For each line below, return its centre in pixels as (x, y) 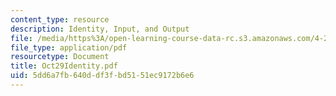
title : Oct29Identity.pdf (64, 66)
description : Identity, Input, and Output (100, 29)
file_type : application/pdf (69, 47)
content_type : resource (60, 19)
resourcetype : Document (60, 57)
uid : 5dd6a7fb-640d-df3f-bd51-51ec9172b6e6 (102, 76)
